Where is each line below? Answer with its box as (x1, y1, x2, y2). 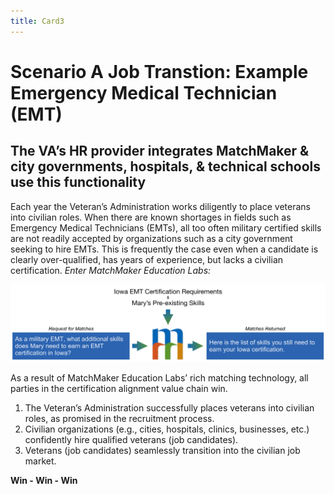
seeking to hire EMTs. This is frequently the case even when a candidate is (10, 243, 319, 255)
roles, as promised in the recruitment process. (24, 413, 215, 425)
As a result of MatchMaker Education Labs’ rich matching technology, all (10, 372, 309, 384)
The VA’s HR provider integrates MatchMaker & (10, 143, 310, 160)
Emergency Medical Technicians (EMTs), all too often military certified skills (10, 221, 322, 234)
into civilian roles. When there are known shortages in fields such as (10, 211, 292, 223)
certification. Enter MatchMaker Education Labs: (10, 264, 212, 276)
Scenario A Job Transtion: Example (10, 60, 309, 83)
